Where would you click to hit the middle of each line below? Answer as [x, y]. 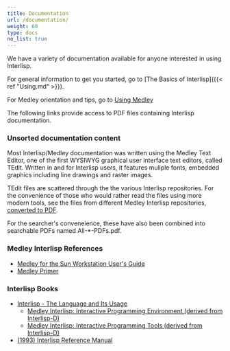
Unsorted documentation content [64, 138]
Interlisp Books [33, 288]
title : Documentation [38, 13]
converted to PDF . [33, 210]
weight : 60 [23, 26]
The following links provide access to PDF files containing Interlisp [101, 113]
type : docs [23, 33]
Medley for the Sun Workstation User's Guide [81, 263]
